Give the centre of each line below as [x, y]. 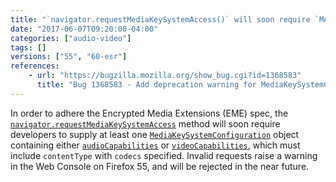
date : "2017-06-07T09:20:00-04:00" [84, 29]
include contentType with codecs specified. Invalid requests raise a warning [164, 155]
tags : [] [28, 47]
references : [35, 66]
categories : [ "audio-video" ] [71, 38]
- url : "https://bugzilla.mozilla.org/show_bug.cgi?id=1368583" [165, 76]
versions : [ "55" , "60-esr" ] [69, 57]
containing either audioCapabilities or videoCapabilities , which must [155, 145]
